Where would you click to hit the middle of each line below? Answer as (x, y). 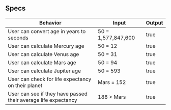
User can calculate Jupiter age (45, 71)
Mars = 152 (112, 82)
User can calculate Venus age (44, 54)
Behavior (50, 22)
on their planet (25, 85)
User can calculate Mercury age (46, 46)
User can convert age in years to (47, 31)
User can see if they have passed (48, 94)
